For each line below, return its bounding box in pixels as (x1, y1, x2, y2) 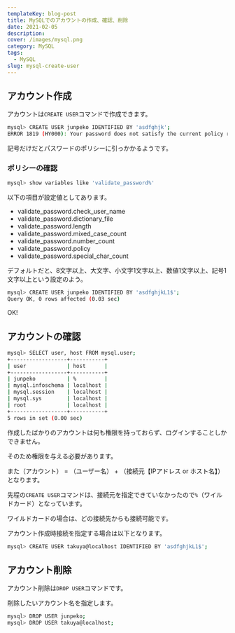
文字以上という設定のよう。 (7, 275, 87, 284)
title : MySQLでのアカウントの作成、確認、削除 (7, 17, 129, 24)
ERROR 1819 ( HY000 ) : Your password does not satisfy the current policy (7, 130, 224, 137)
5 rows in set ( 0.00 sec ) (7, 414, 83, 421)
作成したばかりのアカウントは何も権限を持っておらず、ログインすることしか (7, 428, 227, 437)
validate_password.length (17, 222, 92, 231)
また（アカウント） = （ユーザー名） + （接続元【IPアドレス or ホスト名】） (7, 467, 225, 475)
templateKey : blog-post (7, 10, 77, 18)
